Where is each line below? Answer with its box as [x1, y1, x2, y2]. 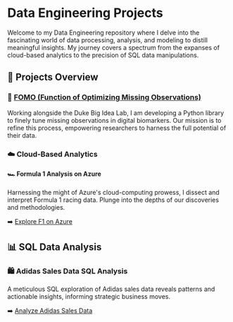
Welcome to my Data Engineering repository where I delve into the [7, 28, 200, 37]
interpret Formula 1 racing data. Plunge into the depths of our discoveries [7, 196, 220, 204]
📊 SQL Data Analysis [7, 241, 102, 254]
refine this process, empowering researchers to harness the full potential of [7, 124, 227, 132]
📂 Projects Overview [7, 71, 99, 83]
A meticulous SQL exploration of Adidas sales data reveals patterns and [7, 285, 215, 294]
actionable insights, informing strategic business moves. [7, 292, 171, 301]
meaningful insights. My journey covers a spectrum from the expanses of [7, 43, 220, 52]
